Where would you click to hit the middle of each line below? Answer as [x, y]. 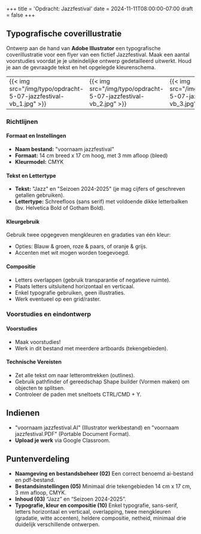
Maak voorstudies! [38, 342]
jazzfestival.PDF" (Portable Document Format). [72, 434]
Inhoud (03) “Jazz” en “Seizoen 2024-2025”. [71, 499]
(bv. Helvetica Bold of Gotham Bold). [60, 208]
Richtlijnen [22, 121]
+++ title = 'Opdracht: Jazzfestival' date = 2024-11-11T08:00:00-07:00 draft [100, 9]
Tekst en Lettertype [31, 175]
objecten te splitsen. [40, 387]
